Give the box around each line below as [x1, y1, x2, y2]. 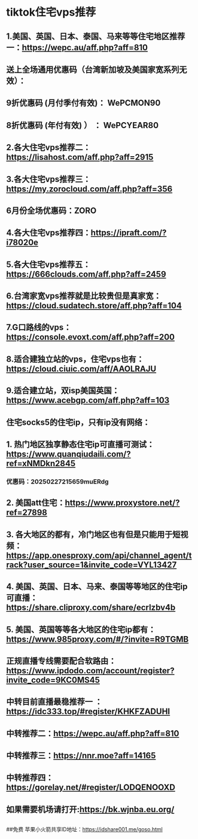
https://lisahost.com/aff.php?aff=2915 [6, 152, 154, 162]
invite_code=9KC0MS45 [6, 674, 100, 685]
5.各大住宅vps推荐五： [6, 259, 91, 269]
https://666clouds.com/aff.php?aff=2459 [6, 269, 166, 279]
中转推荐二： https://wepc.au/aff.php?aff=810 [6, 728, 179, 738]
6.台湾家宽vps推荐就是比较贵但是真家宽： [6, 291, 162, 301]
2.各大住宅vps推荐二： [6, 142, 91, 153]
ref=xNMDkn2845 [6, 458, 76, 469]
